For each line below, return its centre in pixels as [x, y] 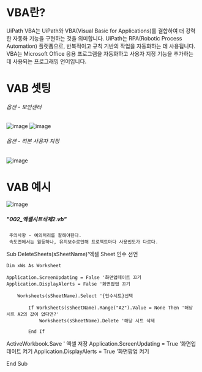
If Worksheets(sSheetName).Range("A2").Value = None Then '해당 [111, 308]
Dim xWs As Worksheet [34, 266]
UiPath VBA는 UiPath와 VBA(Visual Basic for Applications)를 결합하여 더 [95, 31]
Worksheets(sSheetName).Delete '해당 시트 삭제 [97, 321]
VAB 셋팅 [29, 89]
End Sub [17, 364]
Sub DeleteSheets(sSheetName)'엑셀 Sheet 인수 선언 [72, 254]
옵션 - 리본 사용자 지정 [33, 141]
